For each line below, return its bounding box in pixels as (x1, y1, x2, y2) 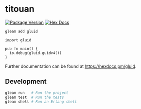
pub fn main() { (5, 46, 38, 51)
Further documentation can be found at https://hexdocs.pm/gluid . (5, 63, 137, 69)
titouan (5, 3, 35, 15)
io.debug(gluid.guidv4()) (9, 50, 62, 55)
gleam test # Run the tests (5, 95, 64, 100)
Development (5, 77, 47, 86)
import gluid (5, 37, 32, 42)
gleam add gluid (5, 29, 38, 34)
